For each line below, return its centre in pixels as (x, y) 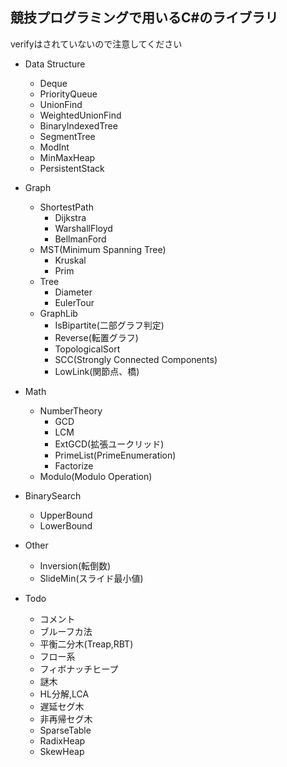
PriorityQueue (68, 94)
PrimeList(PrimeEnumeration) (115, 455)
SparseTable (65, 730)
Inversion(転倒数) (75, 565)
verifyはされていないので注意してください (96, 44)
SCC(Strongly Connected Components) (136, 359)
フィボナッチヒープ (79, 669)
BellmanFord (80, 239)
